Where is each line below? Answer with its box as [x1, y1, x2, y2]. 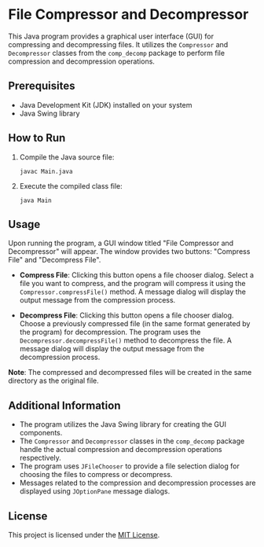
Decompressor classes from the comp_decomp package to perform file [8, 48, 225, 57]
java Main [19, 196, 53, 204]
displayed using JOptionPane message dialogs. [19, 486, 170, 496]
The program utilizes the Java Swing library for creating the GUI [19, 420, 226, 429]
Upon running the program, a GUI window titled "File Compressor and [8, 238, 234, 248]
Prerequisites [8, 79, 75, 93]
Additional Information [8, 398, 121, 412]
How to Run [8, 131, 66, 145]
